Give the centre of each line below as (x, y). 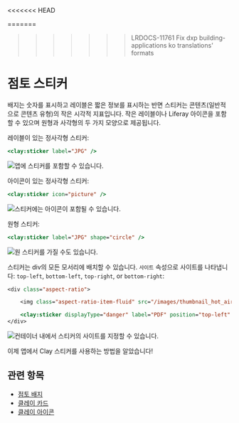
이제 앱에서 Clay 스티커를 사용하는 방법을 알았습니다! (80, 351)
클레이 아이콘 (36, 412)
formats (143, 53)
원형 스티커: (24, 224)
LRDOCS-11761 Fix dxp (164, 38)
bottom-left (63, 277)
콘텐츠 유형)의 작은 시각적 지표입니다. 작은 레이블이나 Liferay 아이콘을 (117, 114)
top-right (99, 277)
